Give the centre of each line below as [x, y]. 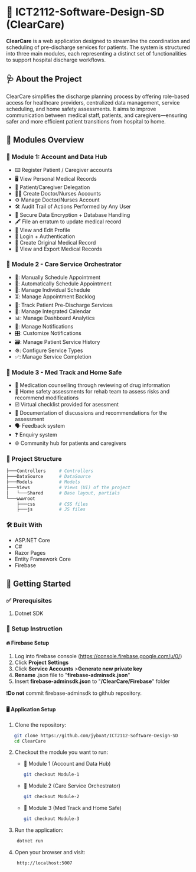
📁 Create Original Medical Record [55, 243]
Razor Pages [30, 552]
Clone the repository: [40, 725]
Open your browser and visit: [50, 852]
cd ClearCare [30, 741]
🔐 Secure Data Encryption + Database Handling [72, 215]
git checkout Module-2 [51, 797]
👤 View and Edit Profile [43, 230]
